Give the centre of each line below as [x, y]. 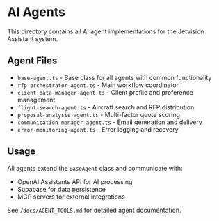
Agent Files [32, 61]
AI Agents [36, 12]
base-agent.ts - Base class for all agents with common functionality [114, 77]
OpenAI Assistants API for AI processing [75, 181]
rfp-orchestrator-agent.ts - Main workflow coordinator [98, 85]
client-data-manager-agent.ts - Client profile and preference [105, 92]
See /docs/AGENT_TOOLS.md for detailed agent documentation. [94, 210]
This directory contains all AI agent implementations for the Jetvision [106, 31]
